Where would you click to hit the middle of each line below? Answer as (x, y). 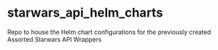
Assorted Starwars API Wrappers (54, 39)
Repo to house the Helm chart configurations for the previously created (109, 32)
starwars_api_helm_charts (85, 13)
